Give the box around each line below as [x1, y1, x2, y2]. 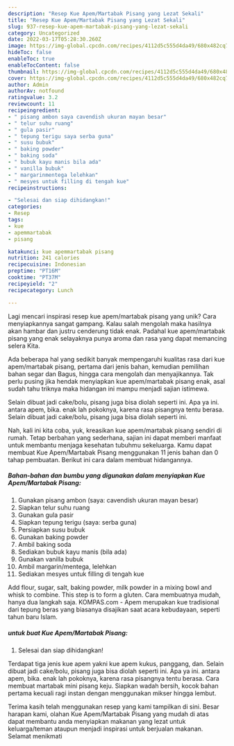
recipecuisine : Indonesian [8, 261, 86, 268]
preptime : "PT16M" [8, 268, 61, 275]
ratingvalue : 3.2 [8, 94, 58, 101]
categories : [8, 203, 42, 210]
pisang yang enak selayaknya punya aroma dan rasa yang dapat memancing [8, 334, 227, 342]
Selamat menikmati [8, 732, 62, 740]
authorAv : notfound [8, 87, 65, 94]
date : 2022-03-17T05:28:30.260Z [8, 36, 101, 43]
